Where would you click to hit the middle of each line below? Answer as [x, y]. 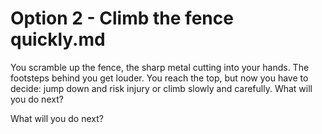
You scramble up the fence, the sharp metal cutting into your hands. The [160, 67]
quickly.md [58, 39]
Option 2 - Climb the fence [122, 18]
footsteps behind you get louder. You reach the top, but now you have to [159, 78]
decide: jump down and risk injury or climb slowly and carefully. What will [161, 88]
